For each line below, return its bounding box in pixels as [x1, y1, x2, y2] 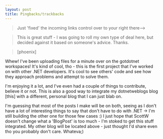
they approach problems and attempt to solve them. [5, 74, 109, 79]
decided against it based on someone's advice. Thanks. [17, 39, 129, 45]
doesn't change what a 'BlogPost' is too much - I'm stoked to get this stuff [5, 118, 154, 124]
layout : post [5, 7, 32, 12]
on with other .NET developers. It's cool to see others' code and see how [5, 68, 152, 74]
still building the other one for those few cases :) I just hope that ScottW [5, 113, 149, 119]
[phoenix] [17, 49, 36, 55]
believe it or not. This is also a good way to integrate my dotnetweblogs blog [5, 88, 158, 94]
